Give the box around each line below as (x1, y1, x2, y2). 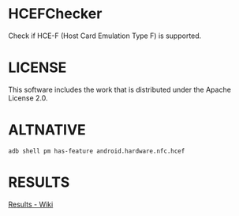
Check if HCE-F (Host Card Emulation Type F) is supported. (8, 31, 202, 40)
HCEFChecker (8, 5, 103, 23)
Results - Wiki (8, 199, 54, 209)
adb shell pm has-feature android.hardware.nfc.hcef (8, 147, 185, 155)
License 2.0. (8, 93, 48, 103)
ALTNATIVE (8, 121, 87, 139)
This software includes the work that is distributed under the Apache (8, 85, 231, 94)
